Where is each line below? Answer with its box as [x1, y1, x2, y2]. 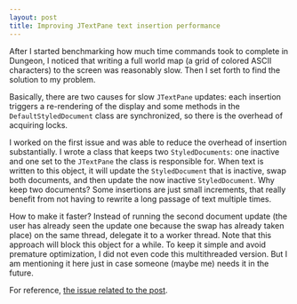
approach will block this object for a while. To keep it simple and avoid [9, 239, 267, 250]
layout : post [9, 12, 58, 22]
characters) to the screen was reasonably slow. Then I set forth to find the [9, 64, 281, 76]
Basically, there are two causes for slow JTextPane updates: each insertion [9, 91, 282, 102]
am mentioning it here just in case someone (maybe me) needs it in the [9, 258, 269, 268]
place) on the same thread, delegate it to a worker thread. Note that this [9, 229, 272, 240]
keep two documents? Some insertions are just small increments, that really [9, 184, 286, 195]
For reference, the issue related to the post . [9, 284, 168, 295]
